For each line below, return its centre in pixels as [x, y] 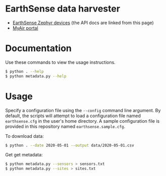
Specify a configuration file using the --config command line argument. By [83, 110]
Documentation [39, 49]
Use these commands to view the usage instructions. [61, 62]
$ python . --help [24, 71]
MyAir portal [25, 28]
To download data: [24, 136]
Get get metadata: [24, 155]
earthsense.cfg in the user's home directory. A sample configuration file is [82, 121]
